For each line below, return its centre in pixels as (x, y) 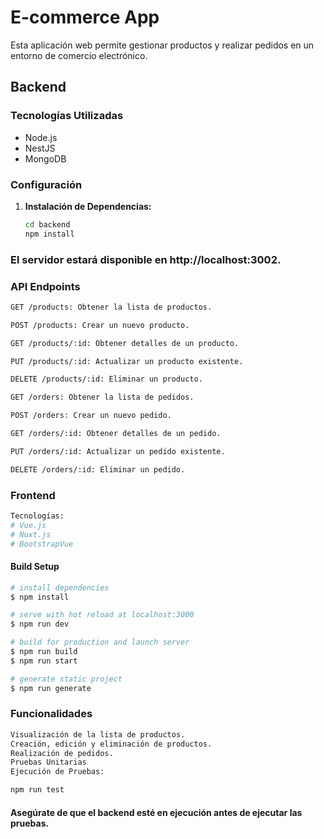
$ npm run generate (51, 688)
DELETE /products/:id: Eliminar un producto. (106, 379)
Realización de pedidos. (62, 753)
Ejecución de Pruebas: (57, 772)
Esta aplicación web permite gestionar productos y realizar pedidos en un (162, 45)
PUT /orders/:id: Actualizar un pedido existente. (118, 451)
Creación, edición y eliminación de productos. (111, 744)
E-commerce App (85, 17)
